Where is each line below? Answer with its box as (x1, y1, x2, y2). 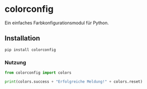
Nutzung (4, 59, 26, 66)
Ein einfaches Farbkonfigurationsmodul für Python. (4, 20, 109, 26)
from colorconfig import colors (4, 70, 72, 75)
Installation (4, 34, 40, 43)
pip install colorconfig (4, 47, 56, 52)
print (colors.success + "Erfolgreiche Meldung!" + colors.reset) (4, 79, 143, 84)
